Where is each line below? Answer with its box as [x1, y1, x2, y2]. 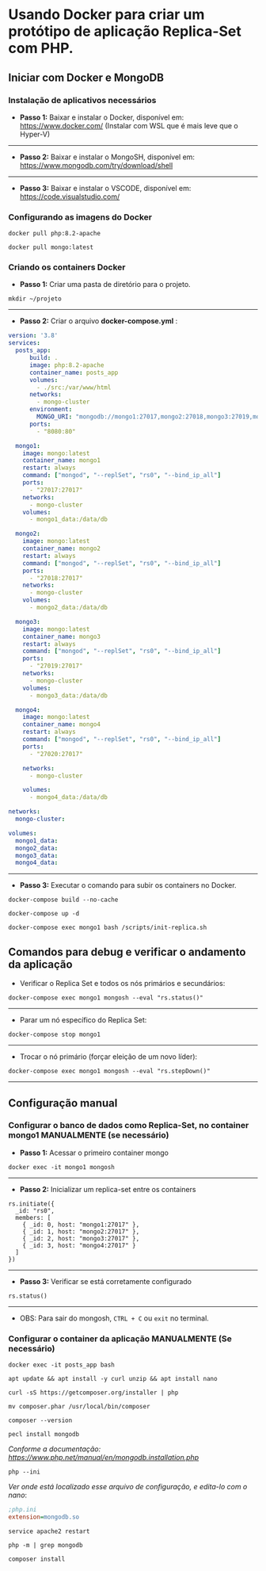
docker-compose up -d [8, 910, 80, 918]
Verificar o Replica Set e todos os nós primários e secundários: [19, 979, 226, 988]
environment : [28, 406, 73, 414]
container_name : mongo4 [22, 721, 101, 728]
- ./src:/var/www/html [36, 383, 112, 392]
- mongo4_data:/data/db [28, 793, 108, 801]
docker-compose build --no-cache [8, 896, 119, 904]
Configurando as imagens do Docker [8, 212, 153, 223]
